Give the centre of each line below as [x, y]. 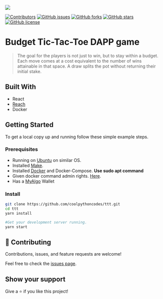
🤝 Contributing [28, 242]
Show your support [35, 279]
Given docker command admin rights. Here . [57, 176]
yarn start [16, 227]
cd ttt [12, 209]
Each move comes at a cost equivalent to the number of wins [79, 61]
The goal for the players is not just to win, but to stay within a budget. [88, 56]
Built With [20, 87]
